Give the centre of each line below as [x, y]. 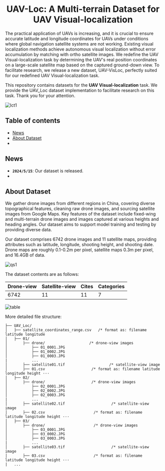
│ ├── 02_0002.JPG [35, 391]
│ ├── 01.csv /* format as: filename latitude [83, 369]
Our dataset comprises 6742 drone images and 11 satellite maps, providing [81, 239]
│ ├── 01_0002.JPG [35, 352]
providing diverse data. [29, 230]
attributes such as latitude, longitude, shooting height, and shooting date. [80, 245]
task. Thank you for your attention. [40, 96]
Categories [111, 287]
